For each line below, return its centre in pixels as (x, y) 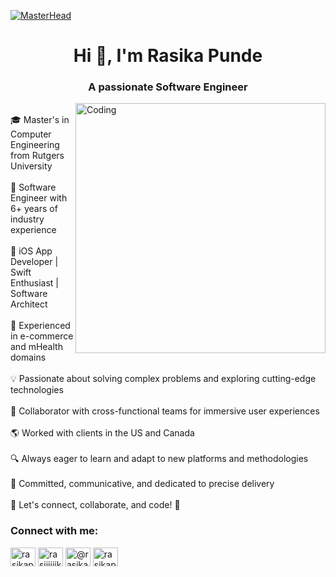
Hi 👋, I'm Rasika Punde (168, 56)
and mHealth (36, 347)
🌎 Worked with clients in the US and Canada (102, 433)
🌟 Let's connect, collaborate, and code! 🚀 (95, 505)
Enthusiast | (35, 283)
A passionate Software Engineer (168, 87)
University (31, 166)
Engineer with (39, 198)
